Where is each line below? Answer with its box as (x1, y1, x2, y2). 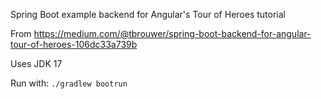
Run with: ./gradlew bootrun (10, 77, 128, 89)
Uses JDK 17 (10, 58, 63, 69)
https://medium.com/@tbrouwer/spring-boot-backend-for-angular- (33, 28, 312, 39)
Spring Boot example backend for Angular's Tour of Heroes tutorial (10, 9, 286, 20)
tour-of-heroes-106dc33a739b (10, 39, 138, 50)
